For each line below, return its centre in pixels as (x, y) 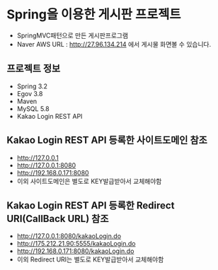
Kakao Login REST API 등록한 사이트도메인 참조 (107, 140)
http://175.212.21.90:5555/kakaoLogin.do (76, 244)
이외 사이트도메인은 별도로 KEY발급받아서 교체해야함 (89, 181)
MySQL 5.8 (33, 108)
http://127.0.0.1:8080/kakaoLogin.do (69, 236)
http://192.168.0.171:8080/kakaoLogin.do (75, 251)
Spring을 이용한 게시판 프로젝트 (94, 14)
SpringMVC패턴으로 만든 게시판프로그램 (73, 35)
